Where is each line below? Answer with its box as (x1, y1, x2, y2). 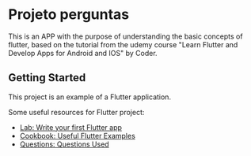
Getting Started (8, 71, 86, 84)
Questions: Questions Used (19, 139, 109, 149)
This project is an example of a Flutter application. (8, 92, 172, 102)
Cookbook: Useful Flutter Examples (19, 131, 136, 140)
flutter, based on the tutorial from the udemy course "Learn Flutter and (8, 39, 238, 49)
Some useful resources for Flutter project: (8, 107, 145, 117)
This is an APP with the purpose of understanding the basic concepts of (8, 32, 243, 41)
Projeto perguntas (8, 6, 130, 24)
